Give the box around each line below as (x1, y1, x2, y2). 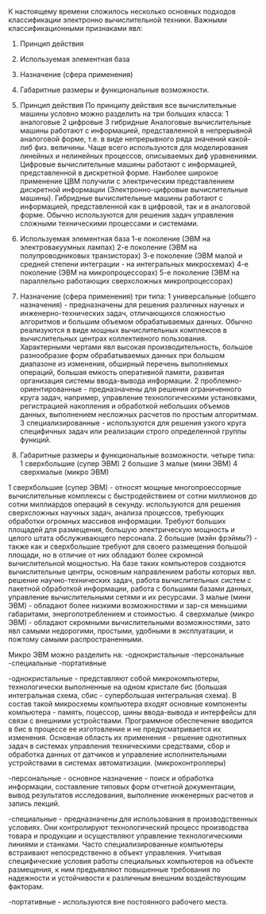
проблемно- (200, 376, 242, 385)
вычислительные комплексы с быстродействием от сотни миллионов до (8, 492, 257, 500)
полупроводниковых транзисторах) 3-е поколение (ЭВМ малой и (19, 251, 243, 260)
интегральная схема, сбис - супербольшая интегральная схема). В (8, 691, 237, 700)
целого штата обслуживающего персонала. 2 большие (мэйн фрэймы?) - (8, 534, 258, 542)
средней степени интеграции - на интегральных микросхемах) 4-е (19, 260, 249, 268)
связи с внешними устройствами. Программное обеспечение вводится (8, 716, 253, 725)
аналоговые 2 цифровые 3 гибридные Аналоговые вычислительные (19, 118, 252, 126)
